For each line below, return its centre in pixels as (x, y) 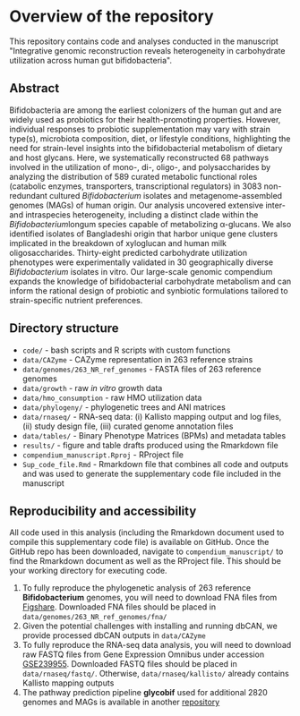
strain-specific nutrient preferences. (76, 300)
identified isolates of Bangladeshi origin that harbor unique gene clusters (144, 234)
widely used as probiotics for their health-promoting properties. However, (145, 119)
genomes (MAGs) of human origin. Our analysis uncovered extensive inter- (148, 205)
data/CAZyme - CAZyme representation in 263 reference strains (137, 359)
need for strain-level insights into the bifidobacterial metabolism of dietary (146, 148)
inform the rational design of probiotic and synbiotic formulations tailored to (149, 290)
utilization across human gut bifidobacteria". (91, 60)
